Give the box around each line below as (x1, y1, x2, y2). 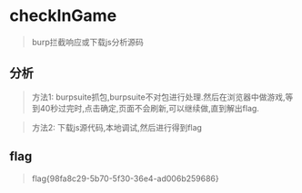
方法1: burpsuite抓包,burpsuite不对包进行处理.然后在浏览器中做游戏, (31, 92, 286, 102)
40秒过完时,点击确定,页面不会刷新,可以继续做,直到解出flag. (39, 102, 259, 113)
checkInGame (9, 5, 117, 26)
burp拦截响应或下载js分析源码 (31, 36, 144, 47)
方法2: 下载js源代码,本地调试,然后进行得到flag (31, 121, 203, 132)
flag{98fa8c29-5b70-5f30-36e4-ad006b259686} (31, 173, 220, 184)
